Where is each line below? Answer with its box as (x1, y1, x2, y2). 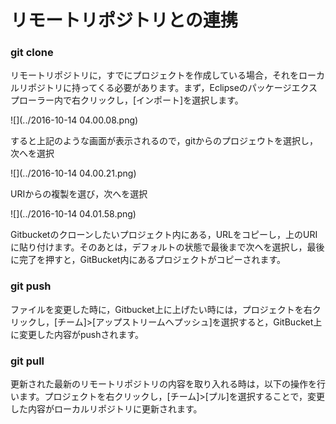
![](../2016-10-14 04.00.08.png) (10, 114, 139, 126)
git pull (10, 354, 45, 368)
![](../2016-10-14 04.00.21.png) (10, 167, 137, 180)
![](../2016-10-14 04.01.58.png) (10, 208, 137, 220)
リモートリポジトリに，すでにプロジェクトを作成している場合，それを (10, 69, 300, 81)
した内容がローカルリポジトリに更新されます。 (10, 403, 203, 415)
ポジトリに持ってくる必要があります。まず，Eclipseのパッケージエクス (27, 82, 318, 94)
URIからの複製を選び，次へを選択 (10, 188, 148, 200)
